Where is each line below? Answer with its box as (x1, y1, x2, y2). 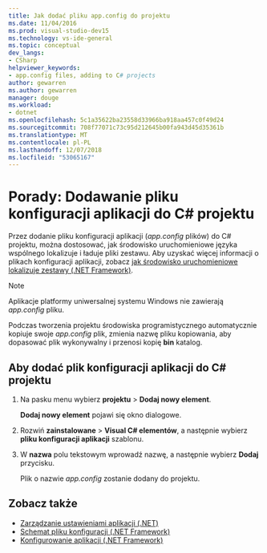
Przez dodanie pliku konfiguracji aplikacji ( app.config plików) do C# (8, 232, 232, 241)
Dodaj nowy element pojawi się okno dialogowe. (19, 410, 182, 419)
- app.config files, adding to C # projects (8, 71, 156, 79)
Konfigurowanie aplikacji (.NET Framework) (19, 535, 164, 545)
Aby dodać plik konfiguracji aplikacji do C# (8, 361, 227, 374)
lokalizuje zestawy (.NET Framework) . (8, 265, 134, 275)
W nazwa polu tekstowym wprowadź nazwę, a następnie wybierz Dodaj (19, 450, 259, 459)
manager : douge (8, 94, 59, 102)
